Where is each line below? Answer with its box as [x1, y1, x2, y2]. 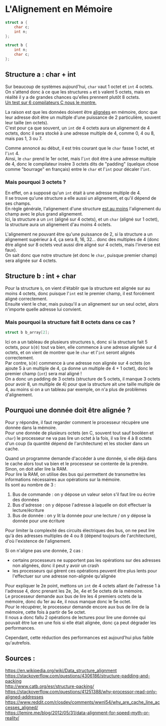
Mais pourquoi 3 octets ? [5, 178, 66, 185]
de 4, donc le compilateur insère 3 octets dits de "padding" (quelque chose [5, 161, 159, 167]
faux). [5, 247, 17, 253]
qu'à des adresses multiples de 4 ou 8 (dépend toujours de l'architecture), [5, 533, 157, 539]
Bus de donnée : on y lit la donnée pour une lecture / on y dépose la [12, 512, 151, 518]
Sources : [5, 654, 36, 663]
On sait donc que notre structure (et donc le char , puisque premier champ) [5, 252, 158, 258]
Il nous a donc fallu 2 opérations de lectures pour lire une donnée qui [5, 614, 146, 620]
